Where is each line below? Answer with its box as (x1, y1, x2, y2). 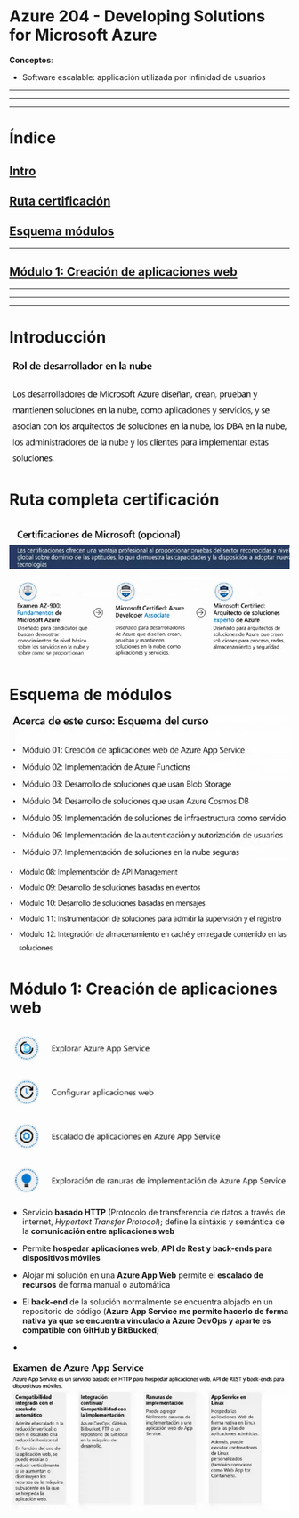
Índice (9, 128, 56, 149)
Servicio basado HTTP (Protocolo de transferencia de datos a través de (21, 1207, 286, 1218)
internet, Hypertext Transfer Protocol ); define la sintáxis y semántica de (21, 1216, 285, 1227)
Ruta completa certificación (9, 489, 220, 510)
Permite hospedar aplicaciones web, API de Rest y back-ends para (21, 1243, 273, 1254)
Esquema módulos (9, 224, 115, 239)
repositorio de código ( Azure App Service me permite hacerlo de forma (21, 1306, 289, 1317)
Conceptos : (9, 54, 53, 65)
